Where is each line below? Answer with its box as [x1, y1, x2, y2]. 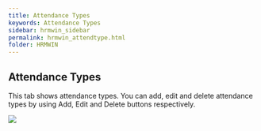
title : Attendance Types [8, 11, 90, 20]
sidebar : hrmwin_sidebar [8, 26, 90, 34]
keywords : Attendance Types [8, 19, 102, 27]
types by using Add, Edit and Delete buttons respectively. [8, 99, 196, 109]
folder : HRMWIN [8, 41, 59, 49]
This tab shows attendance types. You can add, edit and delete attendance [8, 91, 254, 100]
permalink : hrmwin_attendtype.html [8, 33, 126, 42]
